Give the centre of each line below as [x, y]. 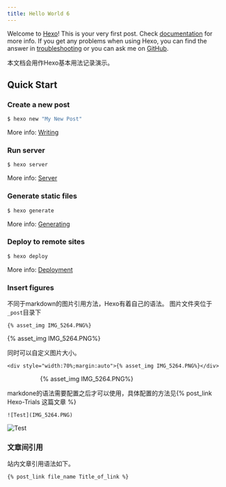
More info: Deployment [40, 269]
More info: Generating [39, 224]
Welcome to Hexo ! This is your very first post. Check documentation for [110, 33]
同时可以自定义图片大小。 [44, 353]
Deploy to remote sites [46, 242]
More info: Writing [33, 132]
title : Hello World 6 [39, 14]
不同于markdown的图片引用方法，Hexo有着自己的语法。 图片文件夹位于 [110, 304]
